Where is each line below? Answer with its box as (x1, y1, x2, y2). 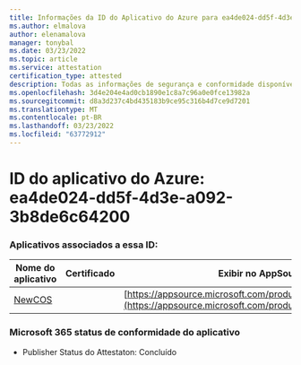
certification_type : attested (9, 72, 123, 81)
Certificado (65, 267, 116, 280)
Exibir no (218, 267, 257, 280)
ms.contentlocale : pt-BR (9, 113, 102, 122)
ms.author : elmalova (9, 22, 87, 30)
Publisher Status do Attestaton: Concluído (21, 346, 177, 357)
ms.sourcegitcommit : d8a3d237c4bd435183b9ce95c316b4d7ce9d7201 (9, 96, 251, 106)
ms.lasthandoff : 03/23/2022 (9, 122, 115, 131)
